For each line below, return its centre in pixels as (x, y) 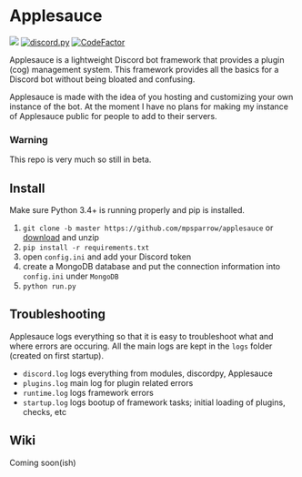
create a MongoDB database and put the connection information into (151, 267)
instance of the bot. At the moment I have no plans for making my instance (149, 107)
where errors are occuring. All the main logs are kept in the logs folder (141, 346)
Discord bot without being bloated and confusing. (102, 79)
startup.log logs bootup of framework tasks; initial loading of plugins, (154, 402)
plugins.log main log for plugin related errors (108, 382)
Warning (29, 139)
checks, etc (44, 411)
